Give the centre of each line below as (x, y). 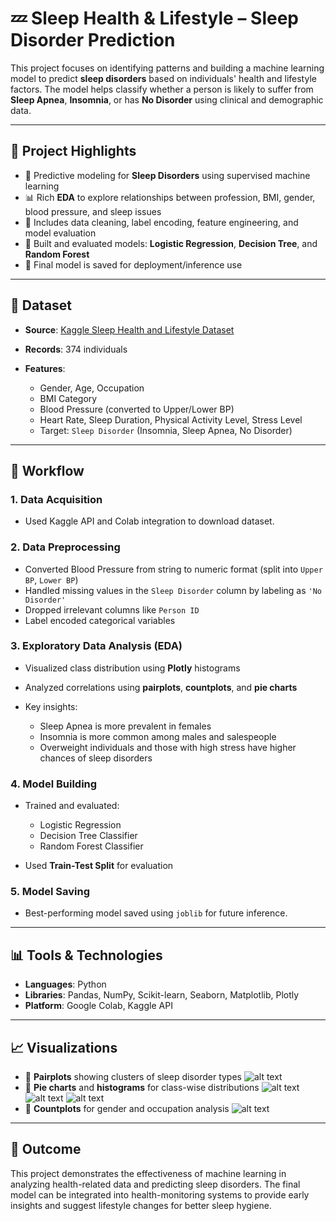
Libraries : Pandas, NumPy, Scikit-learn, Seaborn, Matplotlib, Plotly (162, 995)
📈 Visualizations (64, 1047)
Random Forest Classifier (91, 846)
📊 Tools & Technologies (86, 955)
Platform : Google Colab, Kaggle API (98, 1006)
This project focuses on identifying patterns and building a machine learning (167, 68)
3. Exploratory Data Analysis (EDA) (96, 646)
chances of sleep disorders (96, 758)
